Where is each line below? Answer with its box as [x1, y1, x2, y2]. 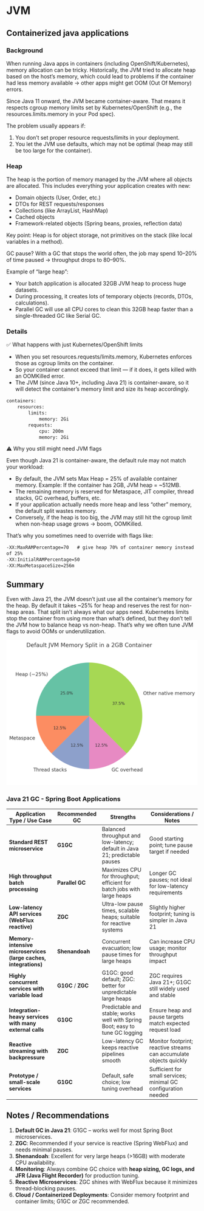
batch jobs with [101, 885, 141, 893]
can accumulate [149, 1051, 189, 1058]
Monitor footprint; [149, 1037, 193, 1045]
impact [149, 958, 167, 964]
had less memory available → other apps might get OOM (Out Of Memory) [6, 79, 192, 86]
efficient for [101, 879, 131, 886]
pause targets [149, 1013, 184, 1020]
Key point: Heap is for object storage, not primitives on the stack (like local [6, 232, 192, 239]
